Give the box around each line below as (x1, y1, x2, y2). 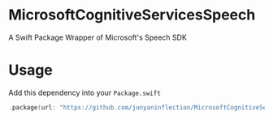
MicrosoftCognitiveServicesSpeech (8, 6, 256, 24)
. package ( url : (8, 103, 57, 111)
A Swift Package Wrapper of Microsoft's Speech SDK (8, 32, 187, 42)
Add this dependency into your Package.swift (8, 88, 161, 97)
